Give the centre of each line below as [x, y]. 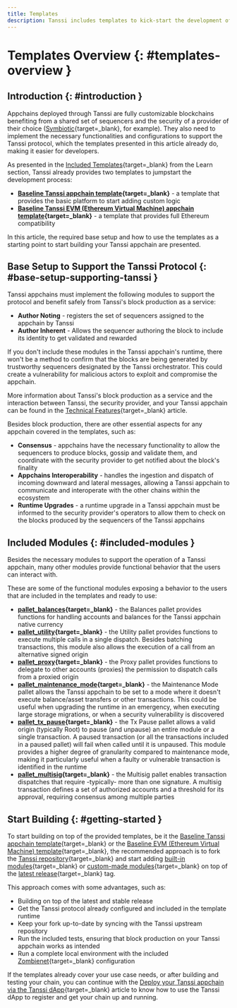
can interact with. [32, 575]
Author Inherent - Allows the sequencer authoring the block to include [120, 331]
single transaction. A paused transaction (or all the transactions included [123, 737]
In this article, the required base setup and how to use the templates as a [113, 236]
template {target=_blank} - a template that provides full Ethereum [113, 215]
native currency [40, 625]
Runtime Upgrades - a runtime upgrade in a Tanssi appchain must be [119, 505]
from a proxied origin [48, 677]
